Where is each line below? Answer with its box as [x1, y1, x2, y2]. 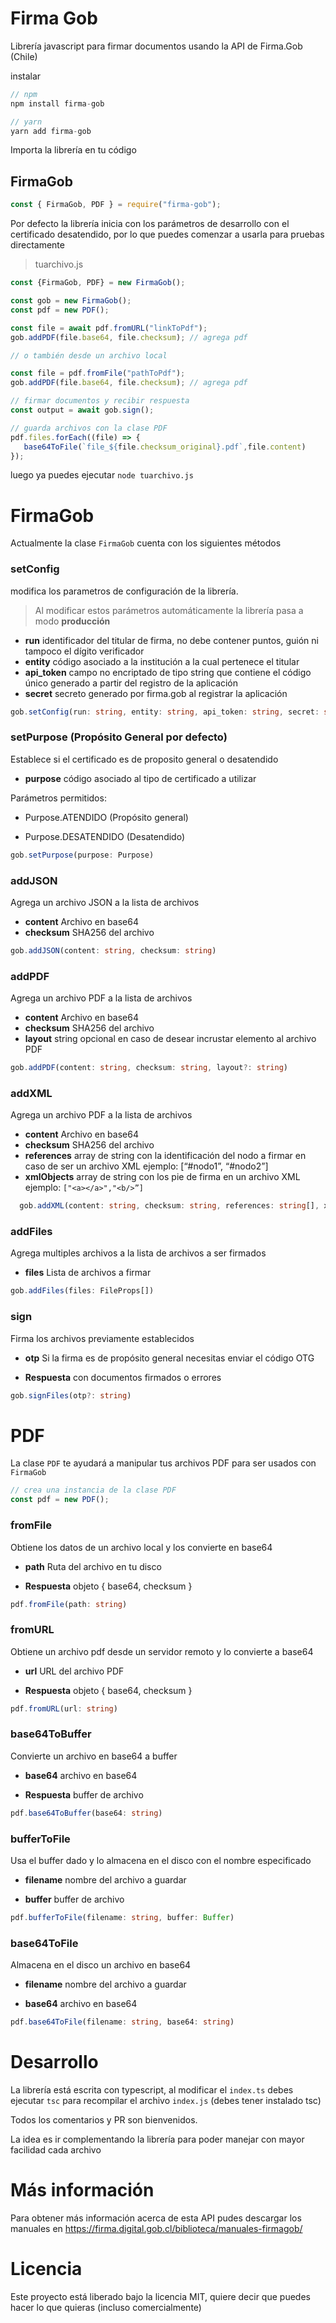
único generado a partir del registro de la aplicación [24, 677, 239, 689]
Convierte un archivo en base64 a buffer [10, 1750, 178, 1762]
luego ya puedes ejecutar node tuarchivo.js [10, 469, 194, 481]
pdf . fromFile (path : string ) [10, 1599, 128, 1609]
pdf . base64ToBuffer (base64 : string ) [10, 1808, 163, 1818]
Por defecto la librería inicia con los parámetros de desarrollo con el [10, 218, 290, 230]
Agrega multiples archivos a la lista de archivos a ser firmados [10, 1247, 267, 1259]
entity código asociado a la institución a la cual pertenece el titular [24, 655, 300, 667]
